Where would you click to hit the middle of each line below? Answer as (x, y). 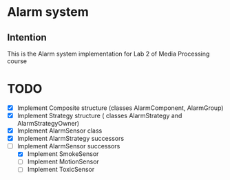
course (17, 61)
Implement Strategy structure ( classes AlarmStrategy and (100, 115)
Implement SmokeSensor (63, 154)
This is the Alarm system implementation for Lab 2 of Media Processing (108, 54)
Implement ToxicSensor (61, 170)
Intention (27, 37)
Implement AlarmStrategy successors (71, 139)
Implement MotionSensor (63, 161)
